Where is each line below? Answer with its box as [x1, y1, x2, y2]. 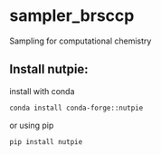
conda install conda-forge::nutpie [9, 103, 144, 112]
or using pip [9, 120, 54, 131]
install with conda [9, 85, 75, 96]
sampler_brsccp [9, 5, 135, 26]
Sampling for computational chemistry [9, 35, 152, 46]
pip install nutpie [9, 137, 83, 146]
